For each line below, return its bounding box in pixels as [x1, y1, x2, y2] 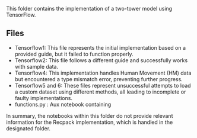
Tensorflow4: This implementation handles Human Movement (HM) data [14, 69, 192, 76]
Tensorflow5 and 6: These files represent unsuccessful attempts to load [14, 82, 191, 89]
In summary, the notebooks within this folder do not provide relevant [6, 112, 173, 119]
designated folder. [6, 124, 51, 132]
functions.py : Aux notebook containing [14, 101, 112, 108]
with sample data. [14, 63, 58, 70]
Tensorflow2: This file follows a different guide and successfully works [14, 56, 188, 64]
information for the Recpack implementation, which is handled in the [6, 118, 173, 126]
